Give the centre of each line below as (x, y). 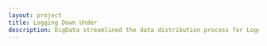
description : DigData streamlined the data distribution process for (126, 30)
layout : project (35, 15)
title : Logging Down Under (53, 23)
